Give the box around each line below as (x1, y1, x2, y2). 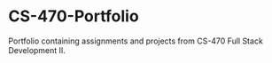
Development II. (8, 44, 66, 55)
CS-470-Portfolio (8, 6, 139, 27)
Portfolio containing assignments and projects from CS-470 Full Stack (8, 35, 263, 46)
